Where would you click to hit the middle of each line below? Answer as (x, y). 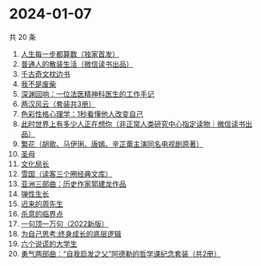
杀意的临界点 (42, 213)
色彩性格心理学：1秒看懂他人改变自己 (82, 113)
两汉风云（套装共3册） (58, 104)
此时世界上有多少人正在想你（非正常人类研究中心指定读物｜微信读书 (133, 124)
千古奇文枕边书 (45, 73)
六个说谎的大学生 (49, 244)
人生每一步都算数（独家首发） (70, 54)
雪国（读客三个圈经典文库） (66, 173)
